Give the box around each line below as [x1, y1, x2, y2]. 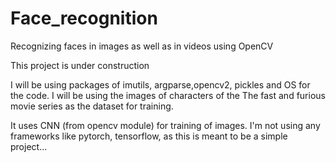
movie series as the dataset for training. [10, 100, 174, 112]
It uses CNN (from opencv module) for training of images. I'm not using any [10, 119, 321, 131]
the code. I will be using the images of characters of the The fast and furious [10, 89, 326, 101]
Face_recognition [10, 7, 158, 30]
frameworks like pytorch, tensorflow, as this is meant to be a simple [10, 130, 288, 142]
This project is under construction [10, 59, 150, 71]
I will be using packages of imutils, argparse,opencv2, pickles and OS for [10, 78, 311, 91]
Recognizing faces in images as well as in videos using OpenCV [10, 40, 274, 52]
